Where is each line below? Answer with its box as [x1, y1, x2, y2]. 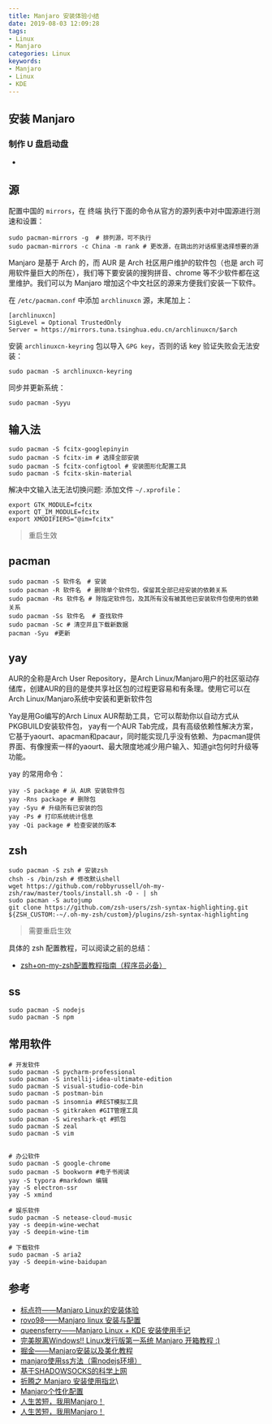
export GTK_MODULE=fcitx [8, 500, 93, 509]
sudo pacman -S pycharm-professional [8, 1067, 136, 1076]
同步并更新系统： [8, 383, 66, 392]
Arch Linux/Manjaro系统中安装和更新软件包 [8, 694, 153, 703]
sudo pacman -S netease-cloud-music [8, 1214, 132, 1222]
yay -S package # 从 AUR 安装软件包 [8, 787, 125, 795]
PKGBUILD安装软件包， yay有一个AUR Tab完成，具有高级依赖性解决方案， [8, 721, 258, 731]
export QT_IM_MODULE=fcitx [8, 508, 100, 516]
